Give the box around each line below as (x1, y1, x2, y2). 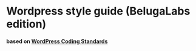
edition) (6, 17, 47, 31)
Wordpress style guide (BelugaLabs (6, 4, 191, 18)
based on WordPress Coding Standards (6, 38, 108, 45)
